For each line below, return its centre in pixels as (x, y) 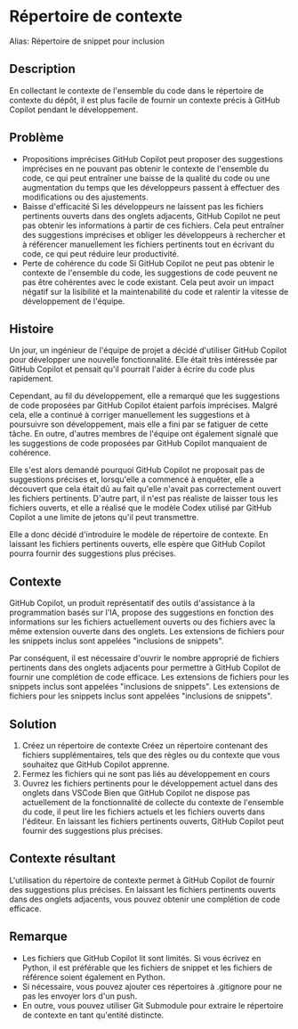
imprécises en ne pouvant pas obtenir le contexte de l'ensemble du (145, 168)
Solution (33, 724)
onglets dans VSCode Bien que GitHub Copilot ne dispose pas (136, 793)
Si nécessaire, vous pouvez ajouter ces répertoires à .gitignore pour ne (152, 986)
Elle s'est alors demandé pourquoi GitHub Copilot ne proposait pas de (137, 470)
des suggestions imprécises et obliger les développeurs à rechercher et (154, 234)
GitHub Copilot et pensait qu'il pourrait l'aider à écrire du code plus (132, 369)
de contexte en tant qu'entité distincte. (93, 1015)
